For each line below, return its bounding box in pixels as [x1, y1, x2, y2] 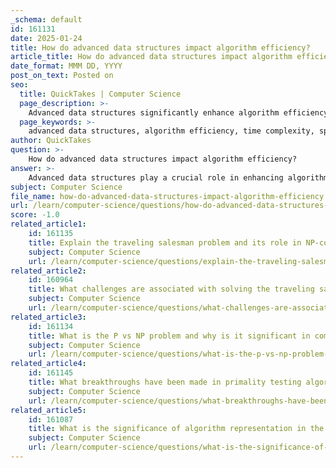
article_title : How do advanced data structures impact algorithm [10, 52, 293, 62]
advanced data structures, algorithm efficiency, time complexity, [28, 126, 315, 136]
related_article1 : [10, 219, 87, 230]
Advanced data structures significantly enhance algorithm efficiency [28, 107, 329, 118]
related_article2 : [10, 266, 87, 276]
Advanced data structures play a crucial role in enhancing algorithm [28, 172, 329, 183]
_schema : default [10, 14, 83, 25]
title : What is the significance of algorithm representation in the [28, 424, 325, 434]
